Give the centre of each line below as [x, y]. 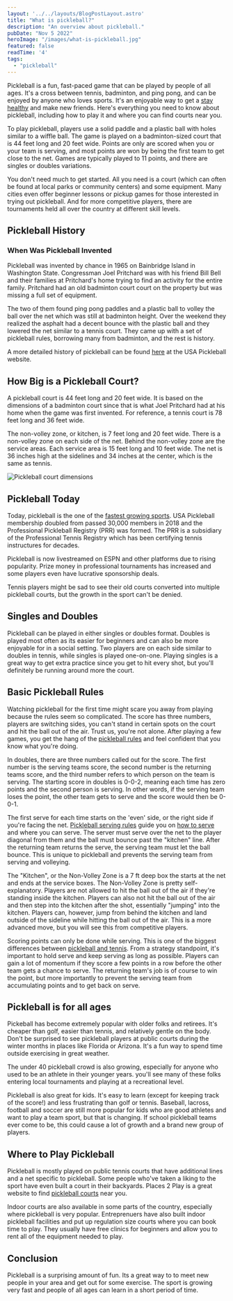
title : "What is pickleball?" [51, 20]
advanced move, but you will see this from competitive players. [98, 927]
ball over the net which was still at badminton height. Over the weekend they [117, 316]
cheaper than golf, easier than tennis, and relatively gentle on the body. [109, 1031]
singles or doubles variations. [49, 165]
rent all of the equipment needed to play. [65, 1237]
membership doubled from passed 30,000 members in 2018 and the [105, 523]
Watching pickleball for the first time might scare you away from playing [110, 709]
